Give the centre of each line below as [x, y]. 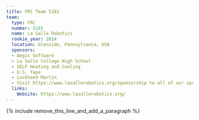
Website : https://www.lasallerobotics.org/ [71, 94]
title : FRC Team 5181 [33, 12]
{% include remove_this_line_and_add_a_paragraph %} [73, 111]
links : [20, 89]
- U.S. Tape [26, 72]
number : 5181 [28, 28]
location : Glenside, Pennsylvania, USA [61, 45]
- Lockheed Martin [34, 77]
